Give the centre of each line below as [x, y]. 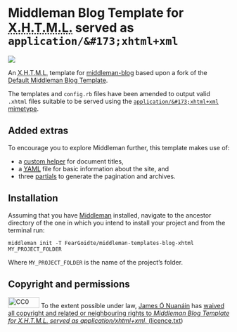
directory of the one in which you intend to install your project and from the [117, 223]
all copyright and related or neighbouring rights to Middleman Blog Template [119, 313]
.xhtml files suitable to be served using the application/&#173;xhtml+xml [113, 101]
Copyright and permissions [69, 284]
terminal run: [26, 230]
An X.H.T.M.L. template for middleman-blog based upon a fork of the [108, 72]
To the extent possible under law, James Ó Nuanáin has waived [132, 306]
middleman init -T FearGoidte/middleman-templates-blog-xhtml [101, 243]
